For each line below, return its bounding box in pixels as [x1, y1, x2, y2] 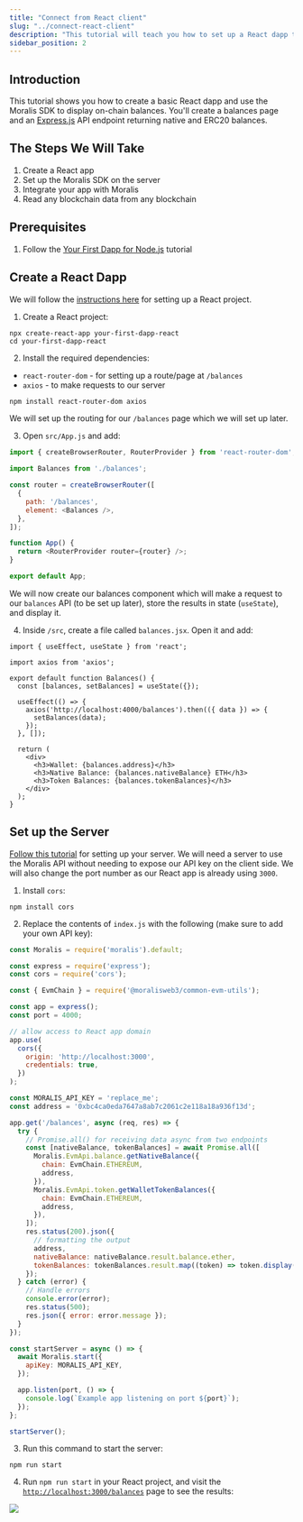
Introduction [9, 71, 81, 87]
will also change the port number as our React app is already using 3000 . [9, 867, 278, 878]
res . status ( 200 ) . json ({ [25, 1227, 115, 1236]
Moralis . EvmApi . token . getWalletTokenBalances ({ [32, 1185, 216, 1195]
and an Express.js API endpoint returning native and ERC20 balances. [9, 115, 268, 126]
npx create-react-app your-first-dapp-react [9, 328, 179, 338]
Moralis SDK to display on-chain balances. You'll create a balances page [9, 105, 280, 116]
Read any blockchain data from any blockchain [22, 193, 197, 204]
